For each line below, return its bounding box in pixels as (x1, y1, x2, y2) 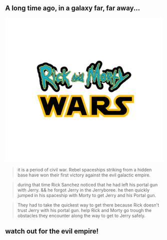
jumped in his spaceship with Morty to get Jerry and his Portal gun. (17, 192, 156, 198)
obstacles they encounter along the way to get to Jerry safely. (17, 212, 146, 218)
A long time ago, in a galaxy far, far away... (5, 4, 140, 12)
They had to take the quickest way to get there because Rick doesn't (17, 202, 159, 208)
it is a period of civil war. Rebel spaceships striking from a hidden (17, 166, 152, 172)
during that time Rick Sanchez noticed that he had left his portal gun (17, 181, 158, 187)
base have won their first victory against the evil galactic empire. (17, 172, 151, 178)
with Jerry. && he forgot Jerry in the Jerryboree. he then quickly (17, 187, 150, 193)
